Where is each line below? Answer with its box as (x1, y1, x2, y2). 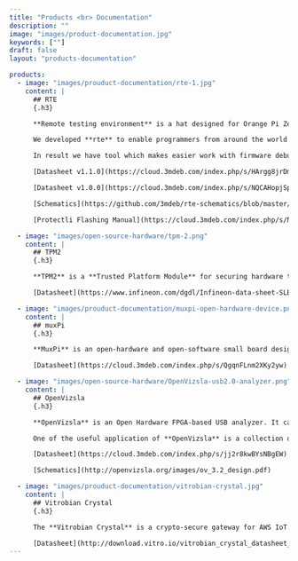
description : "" (9, 21, 69, 30)
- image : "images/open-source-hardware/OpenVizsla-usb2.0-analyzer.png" (17, 377, 292, 386)
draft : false (9, 46, 58, 55)
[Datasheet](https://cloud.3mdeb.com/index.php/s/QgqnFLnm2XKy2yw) (32, 361, 288, 370)
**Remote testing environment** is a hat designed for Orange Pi (32, 119, 279, 129)
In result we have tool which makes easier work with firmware (32, 152, 272, 161)
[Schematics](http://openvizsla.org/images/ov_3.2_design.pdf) (32, 466, 272, 475)
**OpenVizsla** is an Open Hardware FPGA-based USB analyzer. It (32, 418, 279, 427)
